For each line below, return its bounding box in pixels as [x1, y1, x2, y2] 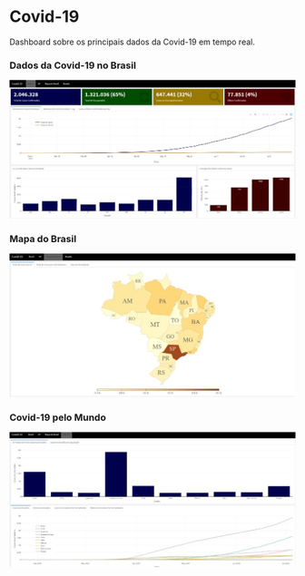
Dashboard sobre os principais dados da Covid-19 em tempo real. [9, 36, 256, 47]
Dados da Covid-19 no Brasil [9, 59, 136, 72]
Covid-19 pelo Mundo [9, 411, 106, 424]
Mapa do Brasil [9, 232, 77, 245]
